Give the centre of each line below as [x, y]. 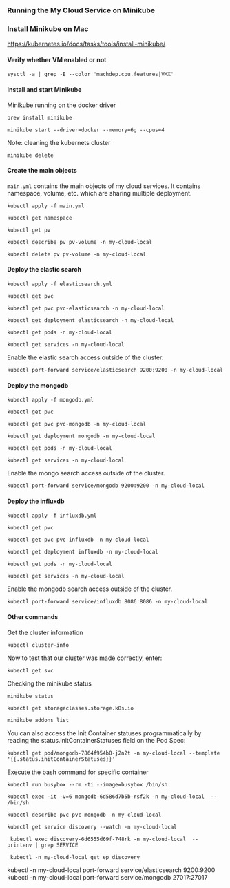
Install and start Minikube [44, 90]
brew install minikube [40, 117]
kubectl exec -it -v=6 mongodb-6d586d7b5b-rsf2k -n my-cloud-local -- [112, 797]
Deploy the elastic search [44, 270]
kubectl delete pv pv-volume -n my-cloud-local [77, 254]
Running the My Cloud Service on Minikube [81, 10]
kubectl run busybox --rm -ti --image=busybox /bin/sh [87, 784]
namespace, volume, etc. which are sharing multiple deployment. [100, 193]
